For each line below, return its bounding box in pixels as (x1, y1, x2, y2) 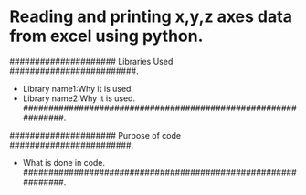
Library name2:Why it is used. (22, 93, 135, 104)
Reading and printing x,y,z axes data (9, 6, 292, 27)
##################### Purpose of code (9, 129, 181, 140)
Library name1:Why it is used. (22, 83, 134, 94)
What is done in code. (22, 157, 106, 168)
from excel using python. (9, 26, 204, 46)
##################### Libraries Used (9, 56, 174, 67)
